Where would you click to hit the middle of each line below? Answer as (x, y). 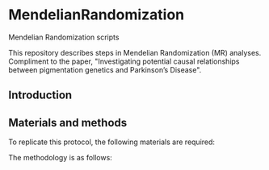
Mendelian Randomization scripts (64, 37)
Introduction (40, 95)
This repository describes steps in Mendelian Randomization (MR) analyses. (135, 52)
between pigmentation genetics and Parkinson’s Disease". (105, 69)
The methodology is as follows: (61, 158)
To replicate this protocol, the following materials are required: (112, 142)
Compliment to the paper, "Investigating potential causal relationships (124, 61)
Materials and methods (68, 122)
